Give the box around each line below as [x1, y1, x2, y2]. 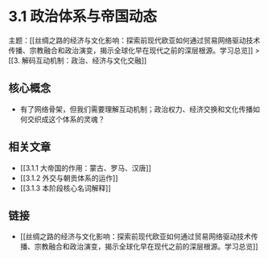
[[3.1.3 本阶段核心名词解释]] [19, 183, 111, 193]
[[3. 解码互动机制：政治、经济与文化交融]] [8, 55, 147, 65]
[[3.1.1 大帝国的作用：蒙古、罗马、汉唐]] [19, 162, 151, 173]
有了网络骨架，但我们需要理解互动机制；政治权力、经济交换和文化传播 [19, 104, 254, 113]
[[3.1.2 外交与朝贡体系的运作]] [19, 173, 118, 183]
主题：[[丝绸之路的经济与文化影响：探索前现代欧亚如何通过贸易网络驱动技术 [8, 35, 261, 45]
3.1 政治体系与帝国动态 [8, 7, 158, 26]
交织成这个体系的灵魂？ [27, 114, 105, 124]
